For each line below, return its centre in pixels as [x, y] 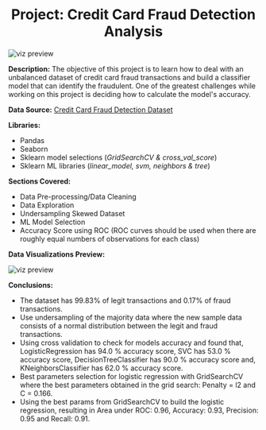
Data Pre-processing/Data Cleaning [78, 196]
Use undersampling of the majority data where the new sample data [131, 317]
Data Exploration [47, 205]
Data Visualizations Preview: [57, 254]
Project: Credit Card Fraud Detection [133, 15]
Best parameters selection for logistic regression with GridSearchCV [131, 376]
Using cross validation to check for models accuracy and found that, [131, 343]
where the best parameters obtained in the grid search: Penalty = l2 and [138, 385]
